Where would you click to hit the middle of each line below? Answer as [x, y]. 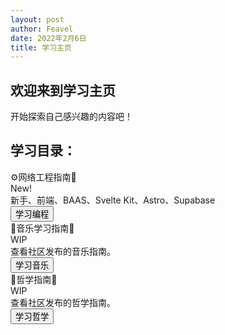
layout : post [37, 19]
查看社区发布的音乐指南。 [63, 251]
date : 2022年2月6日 [48, 38]
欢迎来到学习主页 [63, 90]
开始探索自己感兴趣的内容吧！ [71, 117]
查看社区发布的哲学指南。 [63, 302]
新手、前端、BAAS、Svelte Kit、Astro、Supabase [113, 200]
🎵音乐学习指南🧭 [42, 228]
